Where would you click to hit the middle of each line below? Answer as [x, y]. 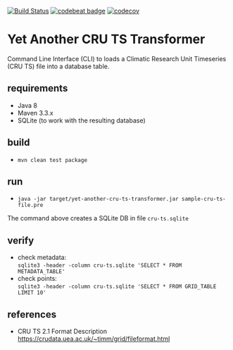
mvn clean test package [52, 160]
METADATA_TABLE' [41, 272]
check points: [37, 279]
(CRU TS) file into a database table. [58, 66]
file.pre [30, 205]
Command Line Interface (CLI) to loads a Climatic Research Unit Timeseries [117, 58]
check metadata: [42, 258]
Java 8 [27, 105]
